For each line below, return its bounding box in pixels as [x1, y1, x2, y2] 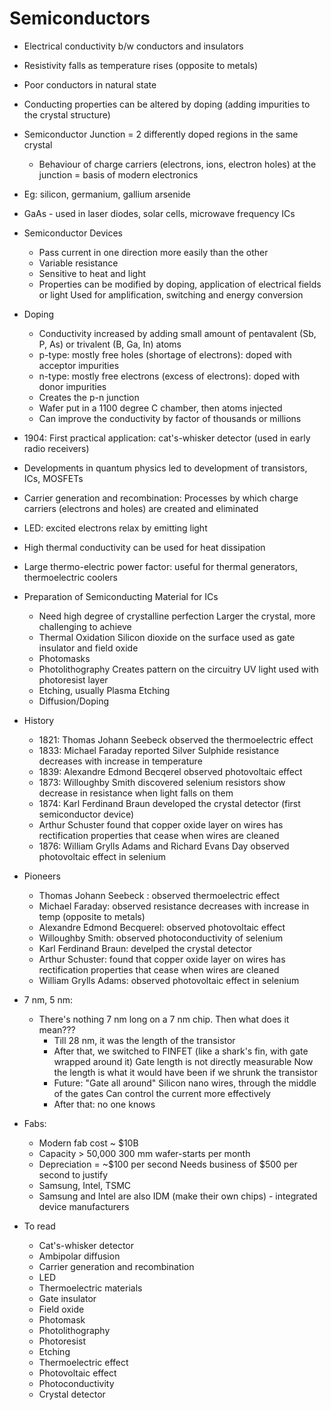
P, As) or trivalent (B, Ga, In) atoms [38, 338, 182, 350]
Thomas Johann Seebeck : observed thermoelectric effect [38, 889, 281, 901]
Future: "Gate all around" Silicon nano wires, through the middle [53, 1077, 317, 1089]
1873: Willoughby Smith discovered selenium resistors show [38, 776, 286, 788]
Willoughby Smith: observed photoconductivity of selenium [38, 932, 284, 944]
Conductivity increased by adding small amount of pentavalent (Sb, [38, 327, 317, 339]
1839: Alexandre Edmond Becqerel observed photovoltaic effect [38, 765, 303, 777]
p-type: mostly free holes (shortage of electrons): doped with [38, 348, 292, 361]
